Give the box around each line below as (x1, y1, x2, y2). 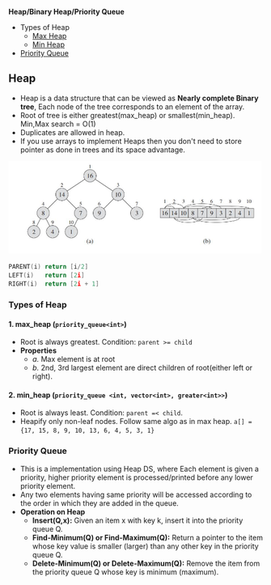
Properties (19, 345, 57, 355)
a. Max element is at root (32, 354, 116, 364)
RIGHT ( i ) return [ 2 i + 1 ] (8, 280, 100, 288)
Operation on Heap (19, 507, 86, 516)
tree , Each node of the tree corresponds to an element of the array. (19, 101, 245, 112)
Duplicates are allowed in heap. (19, 127, 125, 137)
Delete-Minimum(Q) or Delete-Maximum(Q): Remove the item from (32, 558, 260, 568)
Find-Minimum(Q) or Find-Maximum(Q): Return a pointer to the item (32, 532, 263, 542)
